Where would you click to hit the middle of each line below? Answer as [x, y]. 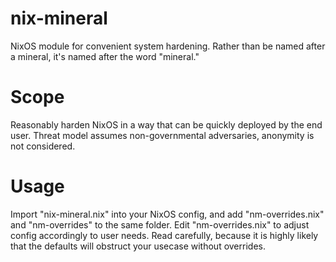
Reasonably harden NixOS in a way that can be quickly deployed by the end [166, 124]
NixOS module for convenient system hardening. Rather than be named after [168, 46]
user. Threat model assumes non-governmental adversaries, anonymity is [162, 135]
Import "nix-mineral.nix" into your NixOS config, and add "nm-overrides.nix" [167, 214]
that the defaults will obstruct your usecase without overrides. [138, 246]
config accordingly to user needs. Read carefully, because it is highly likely [164, 235]
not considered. [43, 146]
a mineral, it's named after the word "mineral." [105, 56]
